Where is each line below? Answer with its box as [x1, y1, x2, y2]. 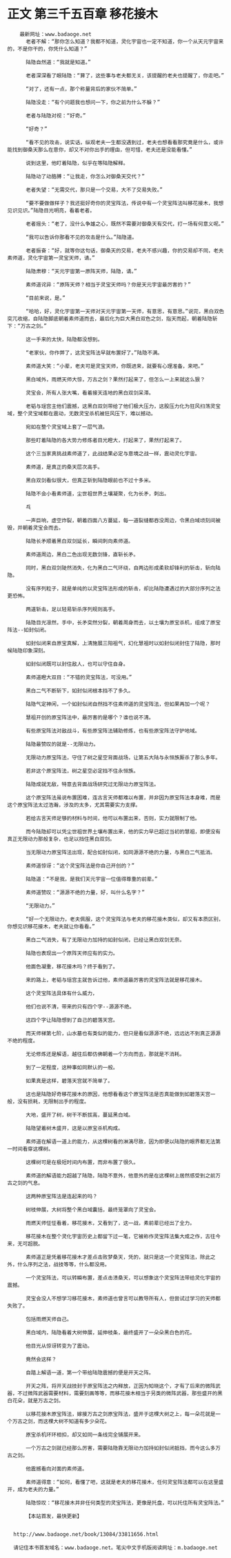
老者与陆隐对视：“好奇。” [25, 112, 86, 119]
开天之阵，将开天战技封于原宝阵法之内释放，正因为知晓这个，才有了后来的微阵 [25, 1382, 216, 1390]
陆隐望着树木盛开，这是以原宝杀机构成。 [25, 1125, 123, 1132]
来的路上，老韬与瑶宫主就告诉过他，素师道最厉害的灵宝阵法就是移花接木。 [25, 977, 205, 983]
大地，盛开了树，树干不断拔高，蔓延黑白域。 [25, 1111, 134, 1118]
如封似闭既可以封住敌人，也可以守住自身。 [25, 660, 129, 668]
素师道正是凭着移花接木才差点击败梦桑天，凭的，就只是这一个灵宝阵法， [25, 1253, 201, 1261]
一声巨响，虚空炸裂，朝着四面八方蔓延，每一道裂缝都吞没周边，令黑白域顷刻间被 [25, 517, 221, 524]
